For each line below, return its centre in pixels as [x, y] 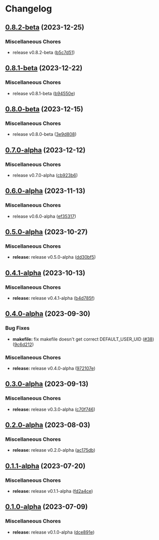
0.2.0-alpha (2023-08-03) [48, 425]
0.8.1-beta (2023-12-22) [44, 68]
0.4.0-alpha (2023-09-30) [48, 314]
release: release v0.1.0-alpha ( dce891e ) [53, 532]
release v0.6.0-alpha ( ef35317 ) [44, 216]
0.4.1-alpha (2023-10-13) [45, 273]
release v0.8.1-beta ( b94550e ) [44, 93]
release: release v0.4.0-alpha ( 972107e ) [54, 368]
